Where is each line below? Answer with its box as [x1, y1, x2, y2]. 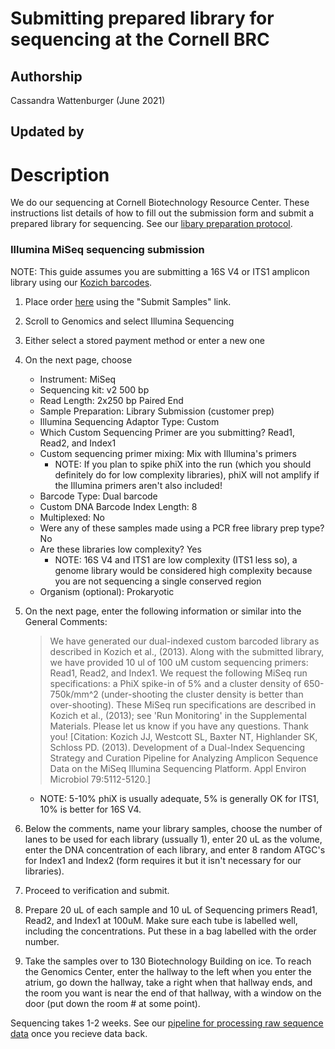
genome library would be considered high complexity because [54, 564, 313, 576]
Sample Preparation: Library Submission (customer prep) [39, 405, 275, 417]
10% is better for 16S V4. [39, 803, 142, 815]
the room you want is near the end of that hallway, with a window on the [24, 987, 322, 999]
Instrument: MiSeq [39, 373, 117, 385]
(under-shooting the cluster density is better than [100, 688, 304, 700]
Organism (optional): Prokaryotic [39, 585, 175, 597]
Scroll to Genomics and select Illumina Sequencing [24, 315, 235, 327]
